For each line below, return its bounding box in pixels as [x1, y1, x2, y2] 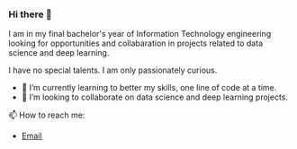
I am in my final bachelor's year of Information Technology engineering [8, 29, 272, 39]
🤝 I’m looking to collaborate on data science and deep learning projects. [21, 92, 289, 102]
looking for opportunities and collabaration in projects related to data [8, 38, 263, 48]
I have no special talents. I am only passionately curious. [8, 65, 218, 75]
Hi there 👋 [8, 8, 53, 21]
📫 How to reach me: [8, 110, 85, 120]
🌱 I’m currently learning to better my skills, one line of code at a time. [21, 83, 277, 93]
